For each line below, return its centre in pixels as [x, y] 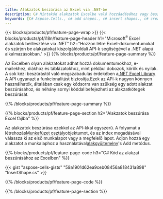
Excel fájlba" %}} [22, 118]
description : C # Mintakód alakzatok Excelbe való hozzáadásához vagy [77, 14]
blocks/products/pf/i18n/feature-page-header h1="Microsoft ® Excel [72, 38]
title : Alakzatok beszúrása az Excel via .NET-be [56, 9]
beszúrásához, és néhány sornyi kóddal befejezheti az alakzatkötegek [75, 89]
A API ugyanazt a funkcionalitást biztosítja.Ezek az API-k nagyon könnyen [79, 79]
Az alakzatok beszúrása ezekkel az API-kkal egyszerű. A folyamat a [73, 128]
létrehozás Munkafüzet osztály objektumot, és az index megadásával [73, 133]
